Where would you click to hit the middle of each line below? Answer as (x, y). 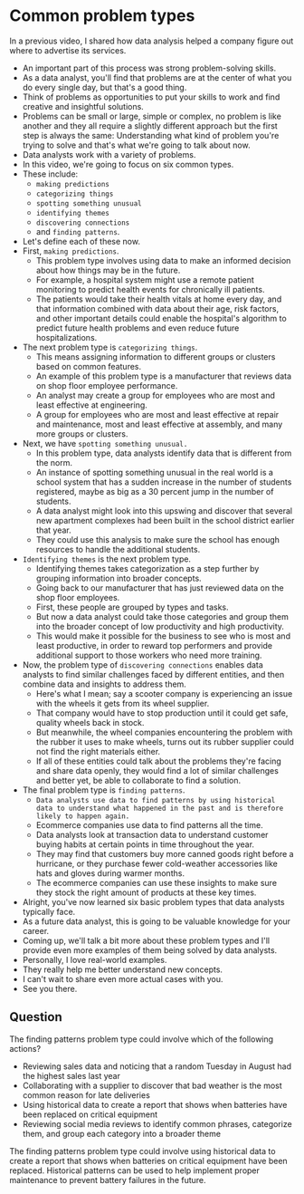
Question (36, 1017)
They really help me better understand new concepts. (123, 969)
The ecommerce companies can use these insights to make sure (157, 882)
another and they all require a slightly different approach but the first (150, 125)
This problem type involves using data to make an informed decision (163, 260)
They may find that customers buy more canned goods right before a (165, 853)
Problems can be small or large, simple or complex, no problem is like (152, 116)
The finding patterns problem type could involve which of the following (142, 1039)
